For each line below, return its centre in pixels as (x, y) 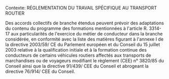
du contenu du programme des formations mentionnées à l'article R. (77, 28)
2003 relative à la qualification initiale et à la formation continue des (76, 50)
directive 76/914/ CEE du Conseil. (40, 71)
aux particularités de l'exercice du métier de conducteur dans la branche (87, 34)
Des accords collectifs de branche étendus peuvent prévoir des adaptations (84, 23)
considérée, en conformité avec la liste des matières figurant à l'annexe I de (84, 39)
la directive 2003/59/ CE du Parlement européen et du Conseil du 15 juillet (83, 45)
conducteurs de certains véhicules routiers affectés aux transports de (78, 55)
